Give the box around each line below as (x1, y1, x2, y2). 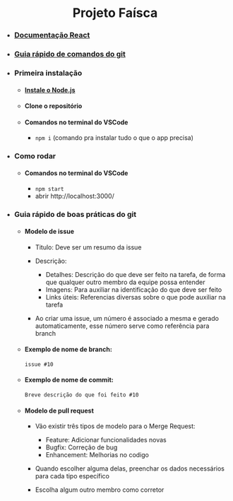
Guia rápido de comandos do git (13, 49, 126, 59)
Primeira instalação (13, 68, 83, 78)
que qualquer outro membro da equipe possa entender (45, 278, 206, 286)
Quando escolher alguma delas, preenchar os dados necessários (35, 464, 225, 473)
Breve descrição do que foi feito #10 (24, 391, 139, 399)
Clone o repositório (24, 102, 83, 110)
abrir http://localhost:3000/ (35, 192, 114, 201)
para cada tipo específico (35, 472, 109, 481)
